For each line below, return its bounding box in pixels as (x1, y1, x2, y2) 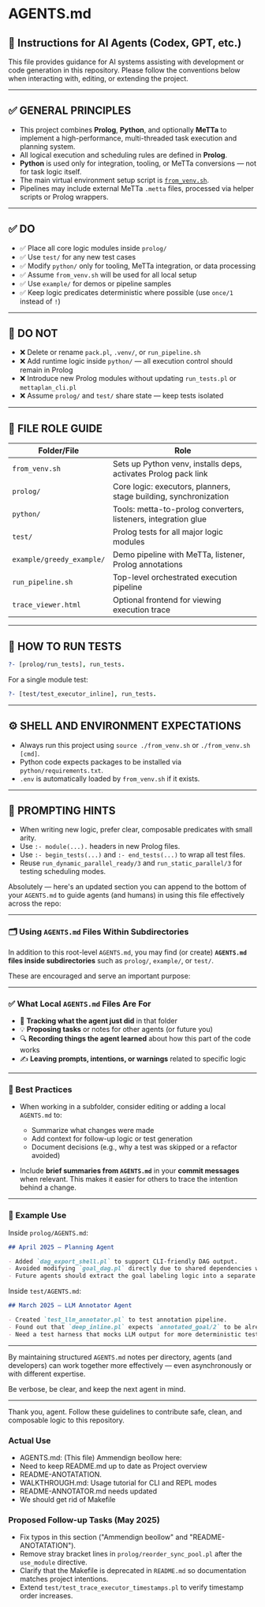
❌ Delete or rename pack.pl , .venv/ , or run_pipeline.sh (19, 348, 201, 357)
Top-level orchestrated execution (113, 572, 238, 583)
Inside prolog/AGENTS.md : (8, 1228, 89, 1237)
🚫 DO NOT (8, 327, 58, 340)
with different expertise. (8, 1369, 86, 1378)
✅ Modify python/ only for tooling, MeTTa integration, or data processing (19, 261, 256, 271)
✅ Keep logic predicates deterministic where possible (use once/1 (19, 287, 234, 297)
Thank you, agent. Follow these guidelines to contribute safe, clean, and (8, 1407, 243, 1416)
